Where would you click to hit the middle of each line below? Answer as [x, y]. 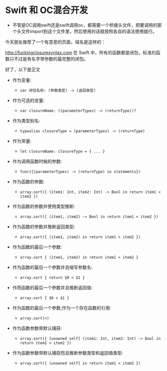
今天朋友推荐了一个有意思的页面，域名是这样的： [55, 42]
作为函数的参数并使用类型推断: [44, 206]
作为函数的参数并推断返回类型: [44, 226]
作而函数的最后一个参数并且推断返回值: [52, 287]
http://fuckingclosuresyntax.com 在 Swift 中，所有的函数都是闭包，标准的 [81, 52]
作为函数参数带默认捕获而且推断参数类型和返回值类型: [68, 352]
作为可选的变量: [28, 100]
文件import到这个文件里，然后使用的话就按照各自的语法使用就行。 [89, 31]
